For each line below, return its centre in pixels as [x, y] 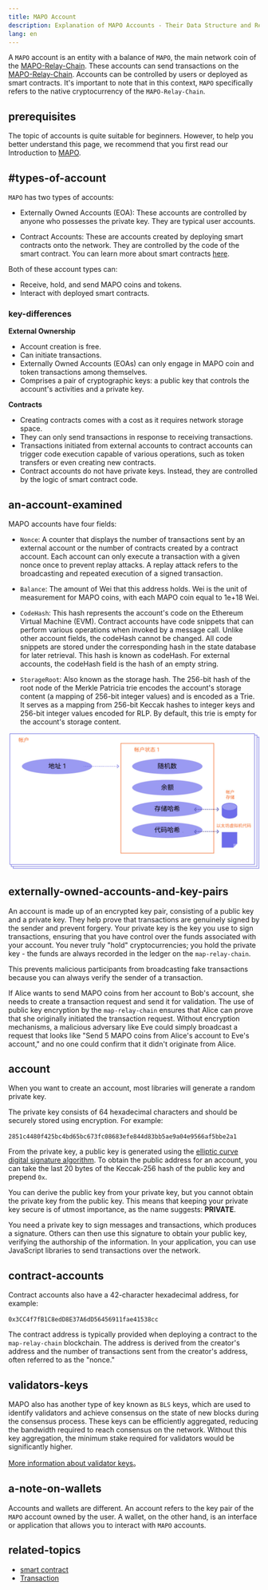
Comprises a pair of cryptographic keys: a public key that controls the [134, 381]
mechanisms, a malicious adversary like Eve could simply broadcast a [123, 1026]
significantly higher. [41, 1447]
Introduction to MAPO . [45, 153]
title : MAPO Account [43, 17]
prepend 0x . [28, 1177]
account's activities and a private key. [82, 389]
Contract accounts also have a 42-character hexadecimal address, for [124, 1295]
